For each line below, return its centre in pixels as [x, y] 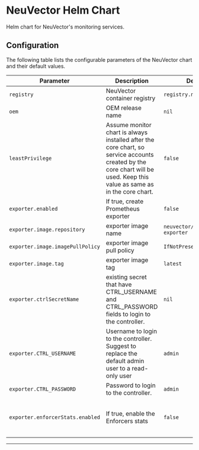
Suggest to [121, 346]
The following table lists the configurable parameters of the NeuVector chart [99, 59]
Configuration [33, 45]
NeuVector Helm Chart [63, 10]
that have [119, 284]
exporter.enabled [33, 209]
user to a [118, 368]
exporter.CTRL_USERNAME [43, 353]
